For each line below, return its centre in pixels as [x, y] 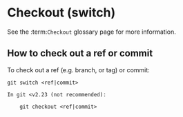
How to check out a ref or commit [80, 53]
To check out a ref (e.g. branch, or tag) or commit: [78, 70]
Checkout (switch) [61, 13]
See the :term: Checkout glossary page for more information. [91, 32]
